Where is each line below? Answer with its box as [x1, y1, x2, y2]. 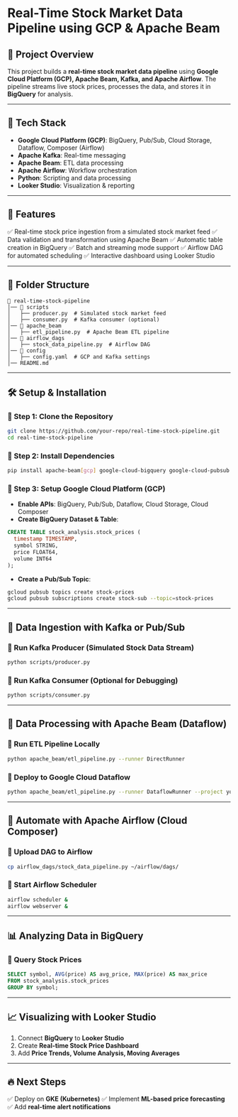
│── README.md [7, 360, 50, 367]
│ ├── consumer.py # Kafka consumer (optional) [7, 316, 160, 324]
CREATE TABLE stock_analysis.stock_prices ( [7, 529, 141, 536]
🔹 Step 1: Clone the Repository [7, 411, 113, 421]
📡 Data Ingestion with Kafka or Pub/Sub [7, 621, 186, 633]
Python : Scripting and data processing [17, 173, 131, 182]
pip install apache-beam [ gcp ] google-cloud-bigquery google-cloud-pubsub [7, 467, 230, 474]
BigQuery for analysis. [7, 90, 74, 98]
